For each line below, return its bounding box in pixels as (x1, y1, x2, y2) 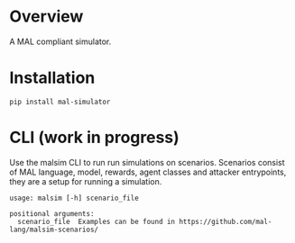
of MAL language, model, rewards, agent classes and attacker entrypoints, (9, 166, 287, 177)
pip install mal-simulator (9, 97, 111, 106)
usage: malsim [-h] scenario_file (9, 193, 140, 202)
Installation (9, 67, 96, 88)
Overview (9, 6, 84, 27)
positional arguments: (9, 209, 95, 218)
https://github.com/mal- (179, 217, 272, 226)
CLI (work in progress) (9, 128, 180, 148)
